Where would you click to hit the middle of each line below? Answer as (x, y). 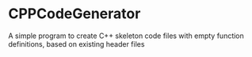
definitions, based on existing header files (76, 44)
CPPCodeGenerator (74, 14)
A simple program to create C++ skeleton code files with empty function (126, 36)
